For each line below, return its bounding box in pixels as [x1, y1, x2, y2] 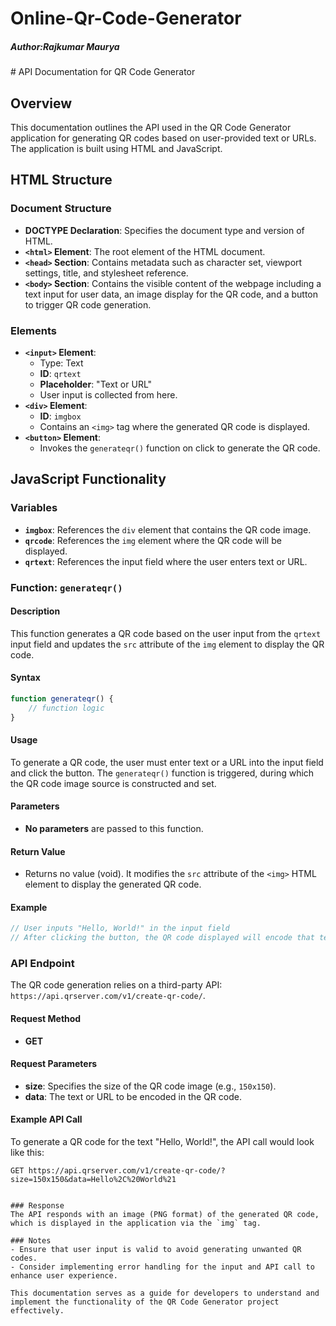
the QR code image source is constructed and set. [10, 777, 217, 789]
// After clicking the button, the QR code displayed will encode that [10, 933, 315, 943]
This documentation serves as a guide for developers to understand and [10, 1288, 320, 1299]
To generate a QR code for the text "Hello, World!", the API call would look [10, 1136, 315, 1148]
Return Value [10, 845, 66, 857]
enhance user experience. [10, 1271, 118, 1281]
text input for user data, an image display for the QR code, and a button [24, 288, 318, 300]
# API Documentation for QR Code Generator [10, 66, 196, 78]
